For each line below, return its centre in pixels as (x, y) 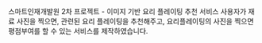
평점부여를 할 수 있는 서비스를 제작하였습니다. (78, 31)
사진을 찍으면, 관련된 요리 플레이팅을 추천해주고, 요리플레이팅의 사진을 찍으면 (135, 21)
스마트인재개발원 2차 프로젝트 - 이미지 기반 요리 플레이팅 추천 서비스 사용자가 (127, 11)
